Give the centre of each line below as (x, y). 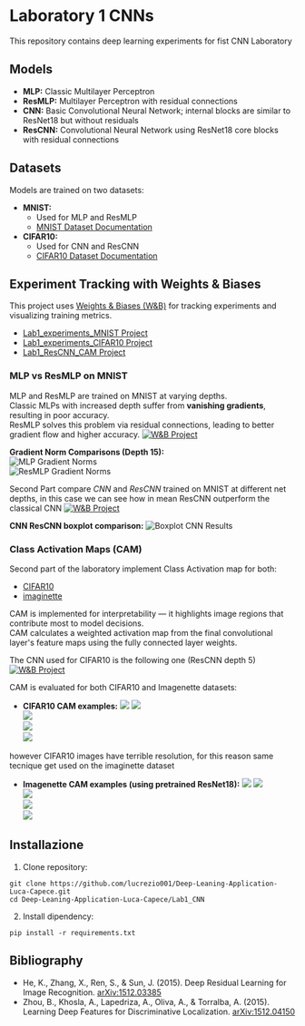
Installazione (47, 845)
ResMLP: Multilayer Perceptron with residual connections (130, 101)
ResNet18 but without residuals (80, 120)
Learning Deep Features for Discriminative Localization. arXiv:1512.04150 (159, 1011)
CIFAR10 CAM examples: (70, 706)
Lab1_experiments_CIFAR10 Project (87, 343)
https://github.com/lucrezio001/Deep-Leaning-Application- (164, 884)
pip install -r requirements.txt (73, 933)
